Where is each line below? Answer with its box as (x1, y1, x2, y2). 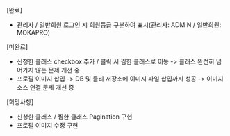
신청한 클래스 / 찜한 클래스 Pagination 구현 (16, 113, 133, 121)
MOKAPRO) (16, 28, 50, 37)
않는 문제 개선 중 (35, 66, 81, 74)
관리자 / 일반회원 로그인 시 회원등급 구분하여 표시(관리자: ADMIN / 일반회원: (16, 21, 222, 29)
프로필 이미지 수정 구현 (16, 122, 79, 129)
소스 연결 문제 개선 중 (16, 84, 74, 91)
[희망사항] (6, 98, 34, 106)
